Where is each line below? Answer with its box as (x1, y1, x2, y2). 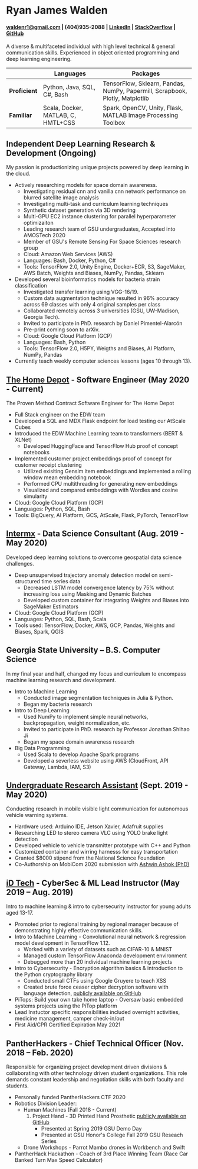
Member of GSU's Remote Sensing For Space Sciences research (23, 238, 181, 246)
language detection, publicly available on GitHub (23, 990, 141, 997)
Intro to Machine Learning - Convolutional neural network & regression (14, 933, 186, 941)
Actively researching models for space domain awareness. (14, 182, 157, 189)
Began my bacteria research (23, 700, 93, 708)
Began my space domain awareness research (23, 738, 134, 745)
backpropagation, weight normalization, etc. (23, 719, 131, 726)
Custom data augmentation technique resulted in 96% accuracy (23, 295, 179, 302)
